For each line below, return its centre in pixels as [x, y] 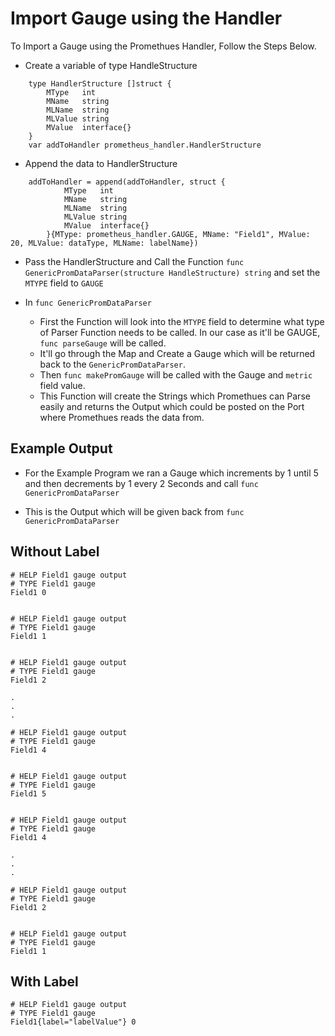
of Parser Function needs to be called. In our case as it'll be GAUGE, [180, 332]
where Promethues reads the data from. [122, 417]
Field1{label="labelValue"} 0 [73, 1022]
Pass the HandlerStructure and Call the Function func [134, 261]
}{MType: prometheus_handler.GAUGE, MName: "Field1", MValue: [178, 234]
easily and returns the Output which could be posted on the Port [172, 406]
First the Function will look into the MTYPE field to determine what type [182, 321]
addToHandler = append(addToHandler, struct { [127, 182]
